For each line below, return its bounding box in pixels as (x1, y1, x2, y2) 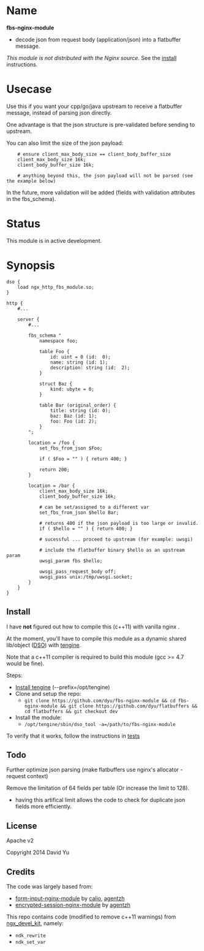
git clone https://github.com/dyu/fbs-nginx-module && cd (24, 697, 176, 704)
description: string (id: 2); (50, 364, 130, 371)
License (6, 820, 37, 831)
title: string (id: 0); (50, 407, 111, 414)
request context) (6, 773, 48, 780)
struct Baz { (39, 381, 72, 387)
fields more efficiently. (15, 803, 72, 810)
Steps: (6, 671, 23, 679)
